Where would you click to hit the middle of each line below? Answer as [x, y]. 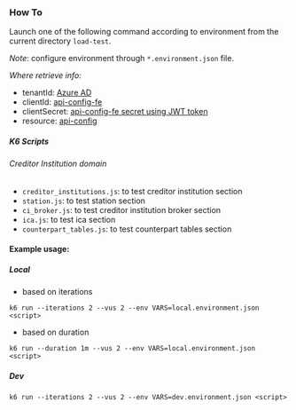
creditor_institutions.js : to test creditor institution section [132, 191]
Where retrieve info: [45, 75]
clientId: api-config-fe [62, 102]
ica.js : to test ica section [69, 219]
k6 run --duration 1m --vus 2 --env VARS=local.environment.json [132, 349]
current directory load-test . [60, 41]
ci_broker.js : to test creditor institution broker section [121, 209]
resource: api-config [59, 121]
